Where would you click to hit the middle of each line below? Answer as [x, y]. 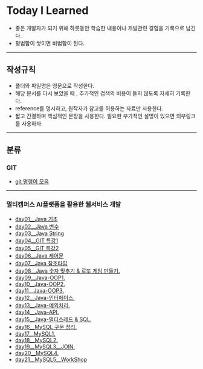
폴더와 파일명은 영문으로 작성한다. [55, 85]
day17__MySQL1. [35, 333]
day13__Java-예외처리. [43, 305]
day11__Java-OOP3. [40, 290]
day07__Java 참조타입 [41, 263]
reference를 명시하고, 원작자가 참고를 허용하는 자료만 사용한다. [89, 108]
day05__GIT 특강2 [37, 248]
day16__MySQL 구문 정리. [46, 327]
